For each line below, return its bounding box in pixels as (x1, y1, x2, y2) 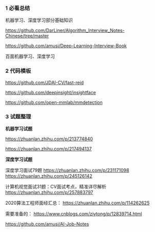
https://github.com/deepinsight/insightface (5, 89, 96, 95)
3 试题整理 (5, 113, 31, 120)
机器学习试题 (5, 125, 32, 132)
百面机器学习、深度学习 (5, 53, 55, 59)
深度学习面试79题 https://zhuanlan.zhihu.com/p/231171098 (5, 167, 129, 173)
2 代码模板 (5, 68, 31, 75)
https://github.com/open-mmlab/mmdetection (5, 99, 103, 106)
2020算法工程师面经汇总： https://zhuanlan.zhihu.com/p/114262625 (5, 200, 150, 206)
